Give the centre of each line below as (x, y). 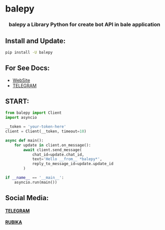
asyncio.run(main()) (36, 182)
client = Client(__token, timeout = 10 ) (46, 131)
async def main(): (24, 140)
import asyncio (21, 118)
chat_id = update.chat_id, (58, 155)
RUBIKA (14, 222)
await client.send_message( (53, 150)
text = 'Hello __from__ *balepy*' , (67, 159)
